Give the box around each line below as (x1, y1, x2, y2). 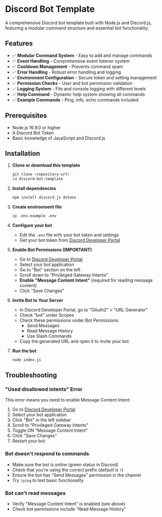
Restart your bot (12, 438, 45, 444)
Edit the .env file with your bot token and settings (19, 232, 119, 238)
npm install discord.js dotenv (12, 195, 77, 200)
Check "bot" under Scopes (19, 312, 75, 318)
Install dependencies (12, 185, 56, 191)
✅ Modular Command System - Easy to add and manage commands (12, 52, 152, 58)
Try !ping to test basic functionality (12, 477, 84, 483)
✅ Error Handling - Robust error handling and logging (12, 69, 121, 75)
